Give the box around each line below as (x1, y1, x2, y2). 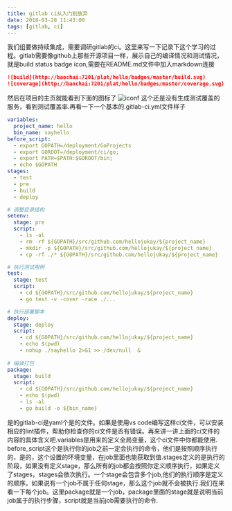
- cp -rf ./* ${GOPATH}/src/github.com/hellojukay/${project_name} (19, 251, 218, 258)
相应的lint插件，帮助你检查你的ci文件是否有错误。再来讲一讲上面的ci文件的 (7, 427, 220, 435)
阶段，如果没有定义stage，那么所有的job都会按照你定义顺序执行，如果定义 (7, 461, 220, 469)
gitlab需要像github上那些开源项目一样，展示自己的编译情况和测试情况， (19, 51, 224, 60)
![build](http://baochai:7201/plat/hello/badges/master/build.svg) (7, 74, 206, 81)
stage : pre (13, 219, 45, 226)
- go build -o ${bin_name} (19, 404, 98, 412)
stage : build (13, 373, 51, 379)
